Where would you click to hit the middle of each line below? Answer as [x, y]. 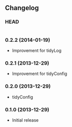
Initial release [25, 120]
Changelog [22, 8]
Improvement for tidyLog [37, 50]
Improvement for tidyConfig [40, 74]
